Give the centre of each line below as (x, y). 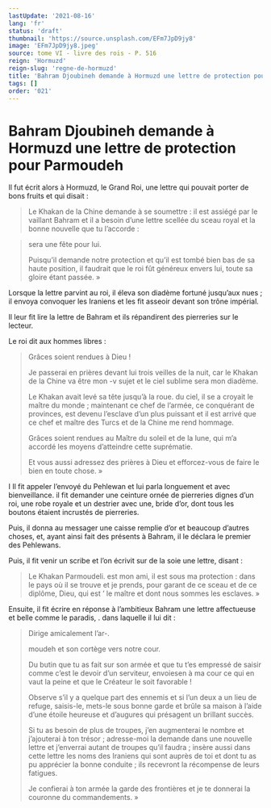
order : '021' (30, 91)
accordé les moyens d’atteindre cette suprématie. (110, 447)
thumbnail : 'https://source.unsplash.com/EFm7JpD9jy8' (102, 38)
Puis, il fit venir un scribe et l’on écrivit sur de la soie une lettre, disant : (126, 561)
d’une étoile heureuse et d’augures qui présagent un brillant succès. (141, 714)
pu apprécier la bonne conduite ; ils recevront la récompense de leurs (144, 764)
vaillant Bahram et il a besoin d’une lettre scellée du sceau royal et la (142, 220)
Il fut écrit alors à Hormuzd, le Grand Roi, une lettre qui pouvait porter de (129, 187)
